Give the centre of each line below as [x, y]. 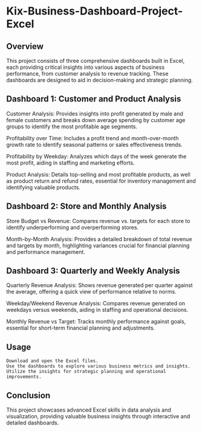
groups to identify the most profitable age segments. [72, 126]
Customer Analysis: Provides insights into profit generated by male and [95, 114]
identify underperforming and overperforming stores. [73, 227]
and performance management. [46, 251]
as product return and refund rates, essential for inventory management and [101, 181]
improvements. [24, 377]
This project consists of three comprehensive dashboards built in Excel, [96, 61]
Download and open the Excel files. [52, 361]
